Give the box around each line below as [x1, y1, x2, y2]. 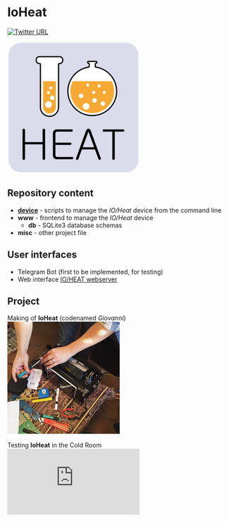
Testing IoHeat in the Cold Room [7, 441, 102, 450]
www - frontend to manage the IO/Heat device [17, 213, 154, 222]
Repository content [7, 187, 94, 199]
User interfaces [7, 249, 78, 261]
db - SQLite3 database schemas [27, 221, 123, 229]
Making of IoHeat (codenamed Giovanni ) [7, 314, 126, 322]
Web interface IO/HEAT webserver [17, 275, 118, 284]
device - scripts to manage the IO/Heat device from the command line [17, 205, 222, 215]
